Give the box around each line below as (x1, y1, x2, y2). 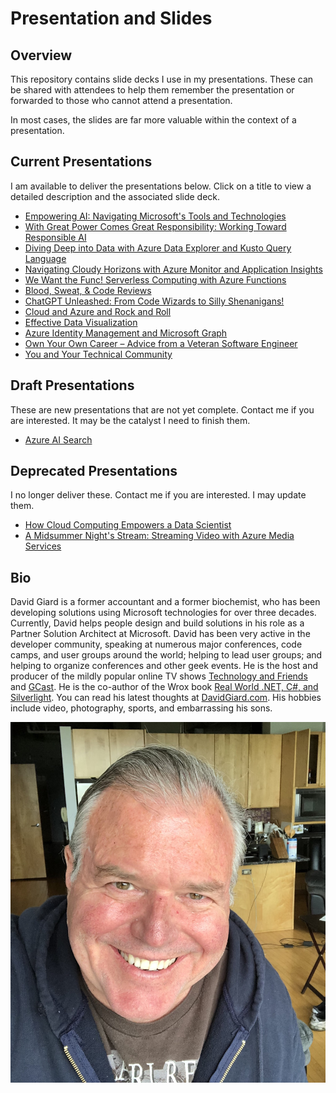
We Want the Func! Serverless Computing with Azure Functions (24, 273, 287, 286)
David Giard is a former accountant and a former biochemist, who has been (10, 596, 321, 608)
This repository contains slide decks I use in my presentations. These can (10, 73, 314, 85)
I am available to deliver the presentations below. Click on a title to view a (10, 180, 312, 192)
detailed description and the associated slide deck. (10, 190, 221, 202)
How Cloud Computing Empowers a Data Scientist (24, 519, 232, 531)
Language (24, 252, 67, 264)
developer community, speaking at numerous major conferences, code (10, 638, 303, 651)
